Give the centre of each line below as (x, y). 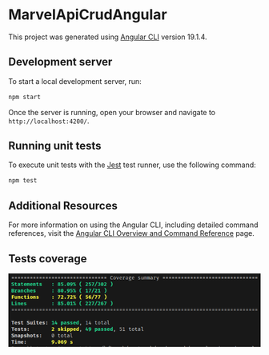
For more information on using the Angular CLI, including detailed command (133, 225)
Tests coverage (48, 259)
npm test (23, 181)
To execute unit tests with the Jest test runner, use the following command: (132, 165)
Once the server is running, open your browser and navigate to (112, 112)
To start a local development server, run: (75, 81)
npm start (25, 97)
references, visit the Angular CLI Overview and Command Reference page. (131, 233)
